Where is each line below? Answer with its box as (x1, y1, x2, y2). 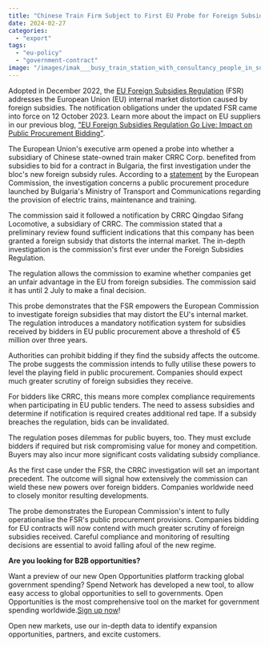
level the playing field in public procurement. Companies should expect (8, 368, 243, 377)
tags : (8, 42, 26, 50)
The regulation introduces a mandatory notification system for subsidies (8, 318, 247, 328)
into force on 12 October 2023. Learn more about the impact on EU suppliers (8, 111, 261, 121)
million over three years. (8, 335, 88, 344)
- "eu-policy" (15, 49, 62, 57)
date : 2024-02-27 (8, 19, 66, 27)
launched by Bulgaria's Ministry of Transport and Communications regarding (8, 186, 261, 196)
